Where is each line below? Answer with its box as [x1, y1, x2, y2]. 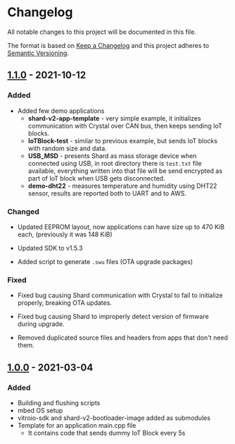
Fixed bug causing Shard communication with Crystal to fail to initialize [17, 291, 223, 300]
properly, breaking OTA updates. [17, 299, 113, 307]
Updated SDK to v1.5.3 [17, 244, 83, 252]
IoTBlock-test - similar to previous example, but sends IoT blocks [27, 136, 218, 145]
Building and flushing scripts [17, 398, 101, 407]
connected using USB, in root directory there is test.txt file [27, 159, 202, 167]
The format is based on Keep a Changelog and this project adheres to [7, 41, 210, 49]
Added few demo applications [17, 107, 105, 115]
